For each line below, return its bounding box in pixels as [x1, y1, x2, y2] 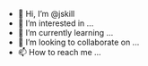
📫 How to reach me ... [17, 47, 101, 57]
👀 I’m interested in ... [17, 18, 94, 29]
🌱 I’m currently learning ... [17, 28, 114, 37]
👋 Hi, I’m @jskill [17, 9, 75, 19]
